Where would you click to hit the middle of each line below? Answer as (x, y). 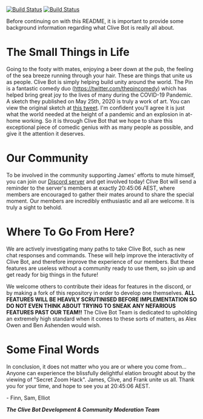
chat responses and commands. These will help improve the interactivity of (100, 255)
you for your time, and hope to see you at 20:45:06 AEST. (78, 386)
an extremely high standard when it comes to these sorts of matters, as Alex (101, 319)
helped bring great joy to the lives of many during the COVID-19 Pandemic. (99, 95)
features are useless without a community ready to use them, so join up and (101, 268)
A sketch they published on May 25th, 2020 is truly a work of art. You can (98, 101)
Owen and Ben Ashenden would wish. (54, 325)
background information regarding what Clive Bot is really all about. (90, 28)
